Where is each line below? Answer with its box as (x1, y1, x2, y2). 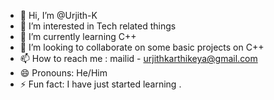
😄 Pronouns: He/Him (19, 67, 108, 79)
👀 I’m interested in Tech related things (19, 20, 177, 32)
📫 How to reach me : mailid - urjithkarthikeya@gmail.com (19, 53, 258, 64)
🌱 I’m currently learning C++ (19, 31, 137, 42)
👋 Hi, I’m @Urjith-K (19, 10, 98, 21)
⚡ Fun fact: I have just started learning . (19, 78, 182, 90)
